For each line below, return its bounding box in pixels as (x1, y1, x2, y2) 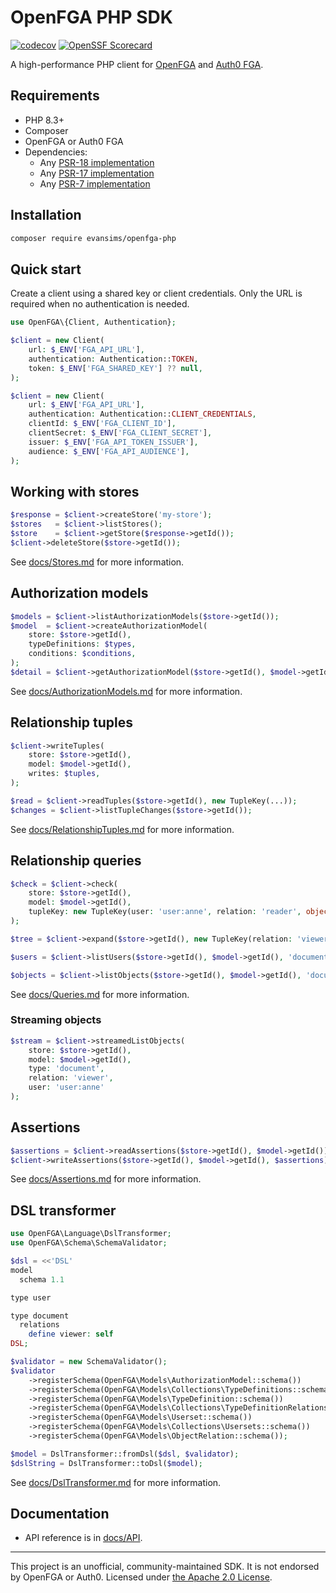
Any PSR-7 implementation (39, 177, 151, 190)
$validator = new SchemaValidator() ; (10, 1357, 168, 1367)
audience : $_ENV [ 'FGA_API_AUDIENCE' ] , (28, 446, 190, 456)
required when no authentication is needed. (10, 298, 190, 310)
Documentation (10, 1506, 110, 1523)
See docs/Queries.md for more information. (10, 988, 190, 1000)
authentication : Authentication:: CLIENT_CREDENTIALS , (28, 409, 257, 420)
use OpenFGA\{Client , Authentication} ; (10, 317, 177, 328)
